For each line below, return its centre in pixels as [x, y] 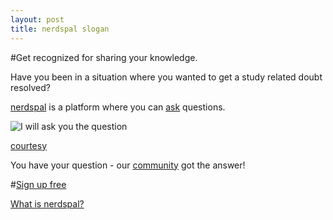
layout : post [37, 19]
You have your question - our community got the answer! [128, 165]
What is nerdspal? [47, 203]
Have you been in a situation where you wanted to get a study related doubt [166, 77]
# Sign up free [38, 184]
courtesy [29, 145]
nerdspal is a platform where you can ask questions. [118, 107]
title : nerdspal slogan [60, 29]
